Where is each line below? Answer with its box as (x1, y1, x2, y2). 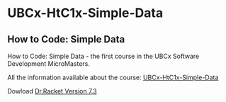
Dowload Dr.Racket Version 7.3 (7, 87, 97, 95)
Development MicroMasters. (7, 59, 90, 68)
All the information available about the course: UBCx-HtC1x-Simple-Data (7, 73, 219, 81)
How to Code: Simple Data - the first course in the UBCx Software (7, 52, 200, 60)
